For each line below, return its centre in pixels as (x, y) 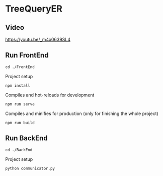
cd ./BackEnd (19, 150)
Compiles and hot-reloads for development (50, 95)
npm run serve (20, 104)
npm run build (20, 123)
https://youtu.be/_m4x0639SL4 (38, 39)
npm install (18, 85)
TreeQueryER (34, 9)
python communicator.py (30, 168)
